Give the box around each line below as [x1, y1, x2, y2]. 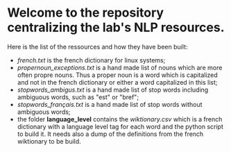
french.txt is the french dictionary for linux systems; [17, 56, 166, 64]
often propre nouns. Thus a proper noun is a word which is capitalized [17, 71, 219, 79]
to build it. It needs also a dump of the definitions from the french [17, 130, 204, 138]
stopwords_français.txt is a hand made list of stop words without [17, 100, 203, 108]
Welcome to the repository [7, 5, 164, 21]
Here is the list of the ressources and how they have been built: [7, 42, 188, 51]
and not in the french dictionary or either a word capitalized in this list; [17, 78, 218, 86]
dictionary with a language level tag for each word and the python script [17, 122, 223, 130]
